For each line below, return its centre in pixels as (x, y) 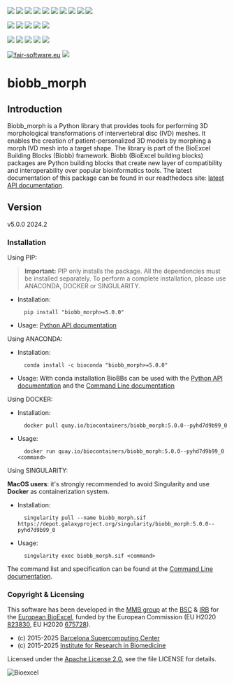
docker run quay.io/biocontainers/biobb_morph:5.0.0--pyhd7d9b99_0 (124, 451)
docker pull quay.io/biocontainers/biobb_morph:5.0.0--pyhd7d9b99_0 (126, 426)
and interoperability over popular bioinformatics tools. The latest (100, 170)
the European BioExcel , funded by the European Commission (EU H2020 (112, 617)
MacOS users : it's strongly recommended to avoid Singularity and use (108, 484)
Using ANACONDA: (35, 339)
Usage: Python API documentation (67, 325)
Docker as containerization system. (58, 492)
